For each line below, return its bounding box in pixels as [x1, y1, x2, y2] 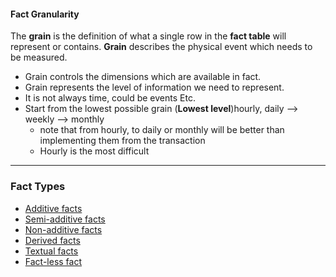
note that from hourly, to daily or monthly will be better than [39, 124, 285, 136]
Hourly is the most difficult [39, 145, 150, 157]
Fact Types [10, 180, 66, 194]
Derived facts [24, 234, 81, 246]
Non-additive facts [24, 223, 103, 235]
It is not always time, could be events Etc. [24, 92, 196, 104]
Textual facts [24, 245, 79, 257]
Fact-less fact [24, 255, 82, 267]
